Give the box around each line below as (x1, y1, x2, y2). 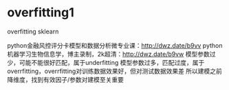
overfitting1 (7, 5, 74, 20)
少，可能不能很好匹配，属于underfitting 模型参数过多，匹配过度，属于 (7, 58, 205, 66)
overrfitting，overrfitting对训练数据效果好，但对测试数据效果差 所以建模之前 (7, 67, 222, 75)
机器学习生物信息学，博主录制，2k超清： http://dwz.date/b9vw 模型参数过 (7, 50, 216, 58)
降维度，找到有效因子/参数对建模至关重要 (7, 75, 124, 83)
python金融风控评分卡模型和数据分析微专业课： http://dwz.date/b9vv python (7, 41, 223, 49)
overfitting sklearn (7, 27, 59, 35)
